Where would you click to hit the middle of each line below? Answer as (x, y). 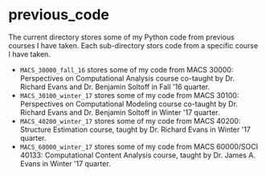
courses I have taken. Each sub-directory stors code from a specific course (133, 45)
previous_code (59, 15)
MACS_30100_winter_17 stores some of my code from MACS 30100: (129, 95)
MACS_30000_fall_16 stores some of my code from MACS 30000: (127, 69)
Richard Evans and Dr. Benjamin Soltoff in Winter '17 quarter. (120, 112)
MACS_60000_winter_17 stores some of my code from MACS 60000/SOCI (139, 146)
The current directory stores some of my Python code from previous (121, 37)
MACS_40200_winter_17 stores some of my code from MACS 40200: (130, 121)
